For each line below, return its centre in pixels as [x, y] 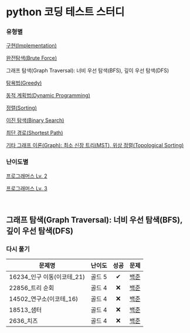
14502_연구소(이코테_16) [44, 299]
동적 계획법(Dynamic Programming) [48, 96]
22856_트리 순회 [32, 288]
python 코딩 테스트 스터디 [65, 12]
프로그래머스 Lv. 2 [27, 176]
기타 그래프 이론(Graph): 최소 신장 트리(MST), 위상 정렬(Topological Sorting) [95, 145]
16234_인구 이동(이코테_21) [47, 277]
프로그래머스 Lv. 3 [27, 188]
